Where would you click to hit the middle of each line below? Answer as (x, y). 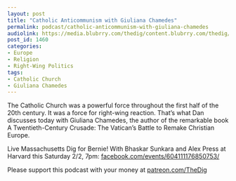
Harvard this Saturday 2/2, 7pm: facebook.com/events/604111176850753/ (113, 156)
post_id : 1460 (28, 40)
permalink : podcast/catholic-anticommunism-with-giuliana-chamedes (108, 27)
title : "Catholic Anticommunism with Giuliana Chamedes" (92, 20)
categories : (25, 46)
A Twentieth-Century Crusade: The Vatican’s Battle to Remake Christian (111, 128)
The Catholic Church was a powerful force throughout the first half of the (113, 105)
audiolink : (23, 33)
